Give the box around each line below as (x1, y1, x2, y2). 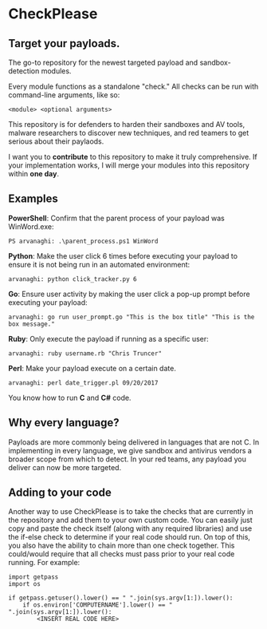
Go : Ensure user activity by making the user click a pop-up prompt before (8, 289, 250, 299)
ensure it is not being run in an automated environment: (8, 259, 190, 269)
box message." (8, 320, 56, 328)
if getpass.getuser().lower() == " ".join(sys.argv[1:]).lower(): (8, 594, 234, 603)
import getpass (8, 573, 59, 581)
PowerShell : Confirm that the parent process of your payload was (8, 213, 225, 223)
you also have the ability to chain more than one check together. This (8, 540, 235, 551)
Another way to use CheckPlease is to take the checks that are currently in (8, 507, 253, 516)
